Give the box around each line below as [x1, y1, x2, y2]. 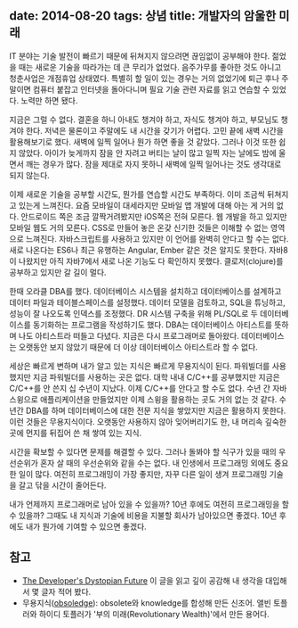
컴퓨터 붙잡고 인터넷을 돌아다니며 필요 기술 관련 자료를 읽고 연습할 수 [32, 84, 270, 95]
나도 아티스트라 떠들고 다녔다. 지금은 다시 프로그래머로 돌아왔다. [18, 330, 240, 341]
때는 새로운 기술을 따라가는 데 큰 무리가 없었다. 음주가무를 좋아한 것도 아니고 [18, 62, 282, 72]
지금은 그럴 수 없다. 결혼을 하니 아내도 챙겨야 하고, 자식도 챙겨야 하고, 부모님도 [9, 114, 279, 125]
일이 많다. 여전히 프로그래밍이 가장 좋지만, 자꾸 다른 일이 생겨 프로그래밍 [18, 468, 268, 479]
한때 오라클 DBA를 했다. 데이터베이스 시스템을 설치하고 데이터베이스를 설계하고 [9, 285, 282, 296]
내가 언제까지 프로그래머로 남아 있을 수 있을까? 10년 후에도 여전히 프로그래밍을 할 [9, 499, 289, 509]
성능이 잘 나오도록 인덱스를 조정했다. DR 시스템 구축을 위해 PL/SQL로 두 [9, 308, 258, 318]
